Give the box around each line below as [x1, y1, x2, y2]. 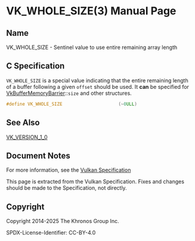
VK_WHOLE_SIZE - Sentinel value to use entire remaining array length [6, 44, 178, 51]
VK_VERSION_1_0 [6, 133, 48, 141]
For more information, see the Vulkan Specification [6, 166, 131, 174]
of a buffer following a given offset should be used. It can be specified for [6, 83, 190, 90]
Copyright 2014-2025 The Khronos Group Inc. [6, 218, 119, 225]
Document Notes [6, 150, 70, 160]
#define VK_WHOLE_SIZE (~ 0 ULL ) [6, 101, 137, 107]
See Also [6, 118, 40, 128]
